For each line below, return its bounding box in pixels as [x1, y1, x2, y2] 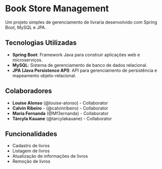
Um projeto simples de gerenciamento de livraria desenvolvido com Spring [5, 19, 157, 25]
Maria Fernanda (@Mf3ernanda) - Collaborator [12, 110, 109, 116]
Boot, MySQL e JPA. [5, 24, 46, 30]
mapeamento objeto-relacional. [12, 72, 77, 79]
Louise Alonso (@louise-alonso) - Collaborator [12, 100, 108, 106]
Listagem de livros [12, 148, 50, 154]
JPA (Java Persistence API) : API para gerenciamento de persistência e [12, 67, 157, 73]
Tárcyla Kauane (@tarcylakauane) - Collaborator [12, 115, 112, 121]
